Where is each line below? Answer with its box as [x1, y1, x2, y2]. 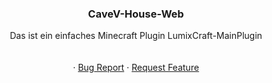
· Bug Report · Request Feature [72, 62, 200, 74]
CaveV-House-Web [87, 7, 185, 21]
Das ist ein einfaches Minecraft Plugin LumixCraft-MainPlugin [9, 30, 263, 42]
